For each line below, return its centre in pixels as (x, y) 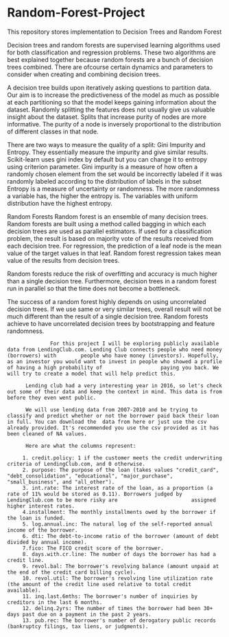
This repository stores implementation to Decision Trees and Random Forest (114, 32)
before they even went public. (52, 398)
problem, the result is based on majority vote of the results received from (110, 238)
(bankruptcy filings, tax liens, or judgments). (78, 626)
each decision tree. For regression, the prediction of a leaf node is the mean (114, 246)
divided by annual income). (47, 542)
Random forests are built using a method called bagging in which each (107, 224)
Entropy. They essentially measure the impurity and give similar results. (108, 152)
